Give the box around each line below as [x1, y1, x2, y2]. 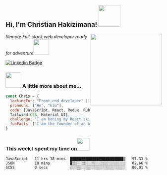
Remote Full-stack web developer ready [5, 33, 88, 40]
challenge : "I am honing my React [10, 117, 81, 122]
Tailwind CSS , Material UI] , [10, 112, 70, 117]
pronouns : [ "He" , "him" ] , [10, 103, 64, 108]
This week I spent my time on [5, 145, 77, 152]
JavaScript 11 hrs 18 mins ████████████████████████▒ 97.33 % [5, 157, 148, 162]
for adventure [5, 50, 34, 56]
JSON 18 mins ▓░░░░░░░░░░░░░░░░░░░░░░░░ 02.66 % [5, 161, 148, 166]
